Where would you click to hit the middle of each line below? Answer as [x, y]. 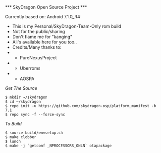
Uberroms [30, 68]
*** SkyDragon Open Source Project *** [46, 7]
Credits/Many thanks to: [37, 47]
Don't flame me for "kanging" [42, 37]
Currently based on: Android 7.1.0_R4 [43, 17]
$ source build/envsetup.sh [34, 133]
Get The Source [21, 88]
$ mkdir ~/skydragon [27, 97]
